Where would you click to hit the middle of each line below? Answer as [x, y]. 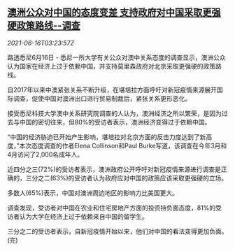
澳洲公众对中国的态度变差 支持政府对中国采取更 [109, 13]
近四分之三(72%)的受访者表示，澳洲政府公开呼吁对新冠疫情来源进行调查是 [114, 169]
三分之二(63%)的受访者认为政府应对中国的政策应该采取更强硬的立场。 [127, 178]
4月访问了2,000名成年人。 [45, 154]
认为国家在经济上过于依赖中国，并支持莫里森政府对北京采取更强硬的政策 [111, 66]
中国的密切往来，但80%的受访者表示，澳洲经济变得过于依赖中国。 [115, 122]
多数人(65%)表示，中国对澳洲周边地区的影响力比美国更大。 [93, 193]
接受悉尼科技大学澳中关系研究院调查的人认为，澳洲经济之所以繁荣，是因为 [114, 113]
